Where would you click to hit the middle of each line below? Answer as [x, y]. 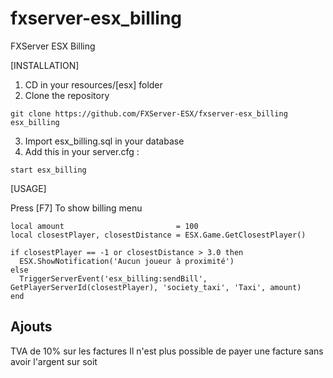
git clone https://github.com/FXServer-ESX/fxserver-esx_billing [149, 113]
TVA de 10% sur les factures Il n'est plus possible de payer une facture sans [167, 351]
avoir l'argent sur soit [54, 361]
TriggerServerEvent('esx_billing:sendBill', [113, 278]
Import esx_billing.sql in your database [104, 141]
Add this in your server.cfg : [82, 151]
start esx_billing [48, 170]
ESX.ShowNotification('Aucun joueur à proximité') [127, 261]
